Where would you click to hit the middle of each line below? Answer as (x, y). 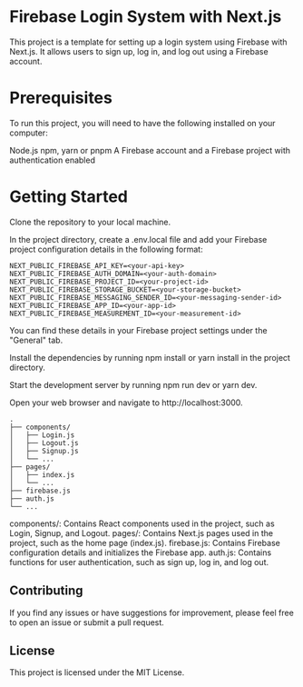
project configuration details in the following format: (106, 249)
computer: (29, 133)
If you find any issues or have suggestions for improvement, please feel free (152, 612)
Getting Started (69, 197)
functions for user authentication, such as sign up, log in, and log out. (139, 562)
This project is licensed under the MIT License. (97, 672)
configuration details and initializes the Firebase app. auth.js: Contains (141, 553)
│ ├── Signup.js (44, 451)
